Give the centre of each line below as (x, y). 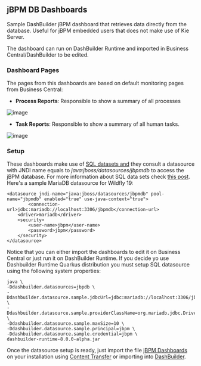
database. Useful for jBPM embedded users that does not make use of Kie (98, 30)
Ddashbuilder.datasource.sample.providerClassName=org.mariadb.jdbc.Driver (103, 313)
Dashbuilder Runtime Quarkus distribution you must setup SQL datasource (98, 265)
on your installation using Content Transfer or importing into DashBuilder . (97, 356)
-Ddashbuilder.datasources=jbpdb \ (51, 287)
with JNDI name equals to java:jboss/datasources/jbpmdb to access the (95, 170)
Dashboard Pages (33, 70)
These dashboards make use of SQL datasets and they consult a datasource (101, 164)
